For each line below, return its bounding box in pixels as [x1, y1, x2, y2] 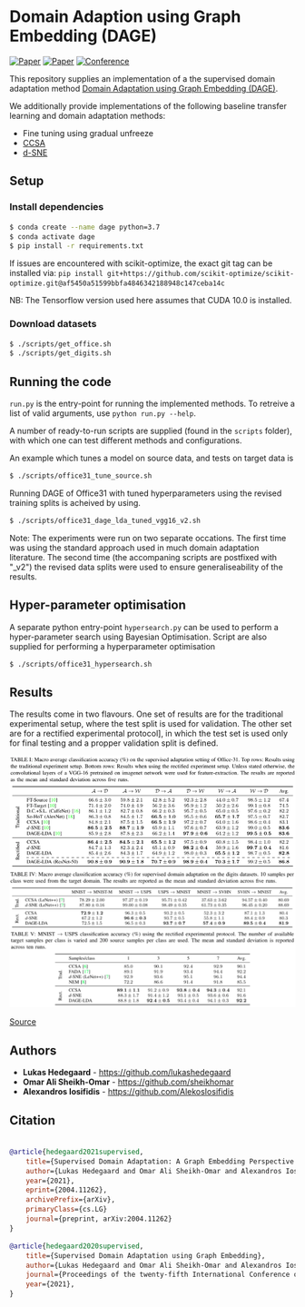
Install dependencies [9, 201, 104, 213]
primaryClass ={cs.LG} [25, 1205, 107, 1214]
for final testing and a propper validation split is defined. [9, 738, 219, 748]
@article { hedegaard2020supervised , [9, 1242, 144, 1251]
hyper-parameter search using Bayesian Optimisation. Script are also [9, 631, 268, 642]
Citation [9, 1113, 56, 1128]
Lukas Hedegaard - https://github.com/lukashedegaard [22, 1067, 231, 1078]
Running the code [9, 374, 112, 390]
